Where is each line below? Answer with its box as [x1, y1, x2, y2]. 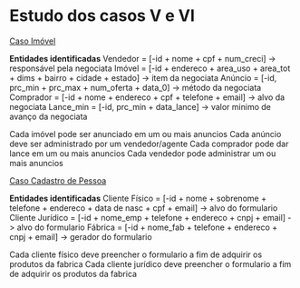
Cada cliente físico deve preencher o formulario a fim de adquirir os [9, 249, 263, 260]
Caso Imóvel [9, 35, 56, 46]
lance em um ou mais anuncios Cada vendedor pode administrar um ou [9, 147, 276, 159]
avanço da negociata [9, 111, 88, 122]
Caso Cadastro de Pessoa [9, 174, 107, 186]
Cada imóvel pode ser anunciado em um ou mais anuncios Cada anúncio [9, 128, 282, 139]
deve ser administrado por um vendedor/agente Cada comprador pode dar [9, 138, 289, 149]
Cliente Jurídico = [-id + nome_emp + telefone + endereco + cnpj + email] [9, 212, 286, 223]
